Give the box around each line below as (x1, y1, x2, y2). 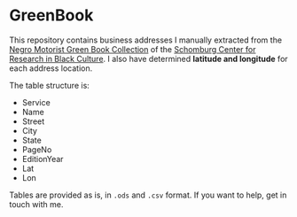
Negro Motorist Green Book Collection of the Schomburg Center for (9, 43, 256, 54)
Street (21, 116, 45, 127)
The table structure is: (9, 80, 90, 90)
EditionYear (21, 153, 64, 164)
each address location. (9, 63, 93, 74)
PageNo (21, 143, 52, 155)
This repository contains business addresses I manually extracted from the (9, 35, 282, 45)
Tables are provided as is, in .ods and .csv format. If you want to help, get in (9, 190, 287, 200)
